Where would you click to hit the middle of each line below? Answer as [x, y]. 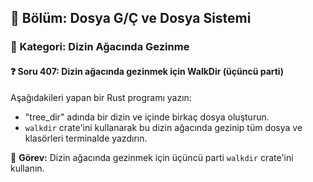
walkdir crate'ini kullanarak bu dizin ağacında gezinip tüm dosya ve [163, 127]
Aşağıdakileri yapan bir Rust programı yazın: [101, 97]
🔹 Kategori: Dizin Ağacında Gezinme [100, 47]
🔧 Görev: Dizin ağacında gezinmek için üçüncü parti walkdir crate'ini [152, 157]
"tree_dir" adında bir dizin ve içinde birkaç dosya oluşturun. [147, 117]
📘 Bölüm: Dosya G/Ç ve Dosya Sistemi [131, 18]
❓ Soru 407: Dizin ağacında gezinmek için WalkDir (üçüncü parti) [147, 71]
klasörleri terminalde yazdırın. [86, 138]
